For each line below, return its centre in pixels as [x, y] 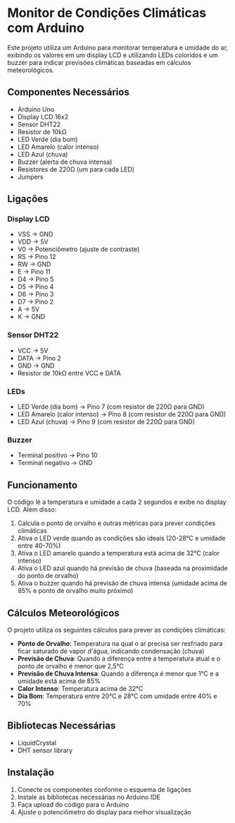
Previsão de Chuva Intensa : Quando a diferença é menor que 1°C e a [118, 673]
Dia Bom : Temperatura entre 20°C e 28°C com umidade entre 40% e [117, 696]
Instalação [31, 773]
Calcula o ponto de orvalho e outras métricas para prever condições [116, 523]
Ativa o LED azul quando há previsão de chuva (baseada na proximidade [122, 568]
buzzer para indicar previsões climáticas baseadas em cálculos [99, 62]
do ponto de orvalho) [48, 576]
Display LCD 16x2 [43, 116]
